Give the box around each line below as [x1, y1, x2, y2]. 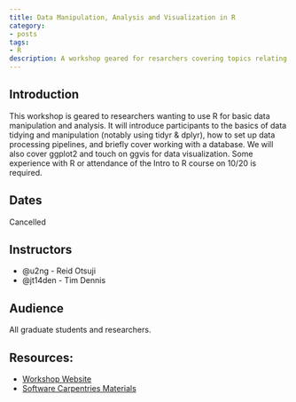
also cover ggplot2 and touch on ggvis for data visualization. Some [9, 148, 253, 159]
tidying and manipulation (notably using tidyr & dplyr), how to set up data [9, 130, 276, 140]
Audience [9, 301, 65, 316]
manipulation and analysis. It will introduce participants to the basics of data [9, 120, 287, 130]
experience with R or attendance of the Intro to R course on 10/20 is [9, 157, 257, 169]
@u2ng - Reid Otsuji [21, 265, 96, 276]
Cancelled [9, 217, 47, 227]
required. [9, 167, 43, 177]
